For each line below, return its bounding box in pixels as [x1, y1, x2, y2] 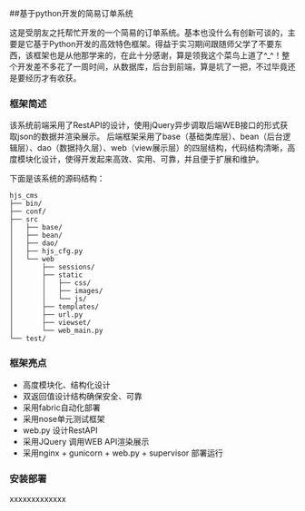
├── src [9, 215, 39, 224]
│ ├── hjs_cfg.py [9, 247, 84, 256]
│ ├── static [9, 270, 84, 280]
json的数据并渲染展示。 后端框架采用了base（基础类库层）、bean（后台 [16, 131, 283, 142]
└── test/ [9, 334, 47, 343]
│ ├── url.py [9, 310, 84, 319]
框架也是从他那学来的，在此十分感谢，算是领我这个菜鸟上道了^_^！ [33, 50, 282, 61]
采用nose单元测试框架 [22, 413, 106, 424]
